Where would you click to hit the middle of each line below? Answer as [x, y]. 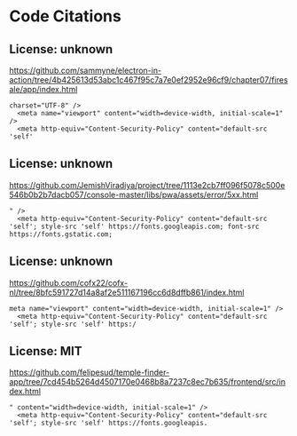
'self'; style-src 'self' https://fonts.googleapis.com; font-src [134, 226]
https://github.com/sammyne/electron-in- [86, 70]
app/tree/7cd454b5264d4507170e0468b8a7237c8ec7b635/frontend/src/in [148, 382]
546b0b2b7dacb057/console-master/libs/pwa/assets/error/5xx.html [134, 194]
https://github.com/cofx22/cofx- [69, 282]
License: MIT [46, 351]
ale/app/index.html [43, 89]
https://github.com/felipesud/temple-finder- [90, 373]
